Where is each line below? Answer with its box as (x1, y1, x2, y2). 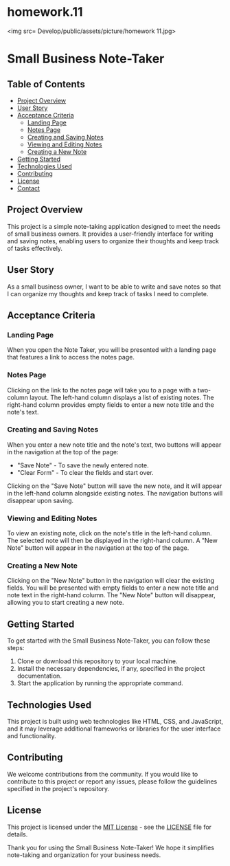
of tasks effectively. (7, 244, 63, 252)
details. (7, 830, 28, 839)
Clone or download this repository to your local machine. (16, 657, 178, 665)
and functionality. (7, 732, 56, 740)
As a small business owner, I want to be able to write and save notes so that (7, 282, 221, 291)
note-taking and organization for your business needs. (7, 850, 161, 859)
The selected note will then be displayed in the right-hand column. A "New (7, 537, 218, 545)
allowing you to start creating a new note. (7, 599, 124, 607)
